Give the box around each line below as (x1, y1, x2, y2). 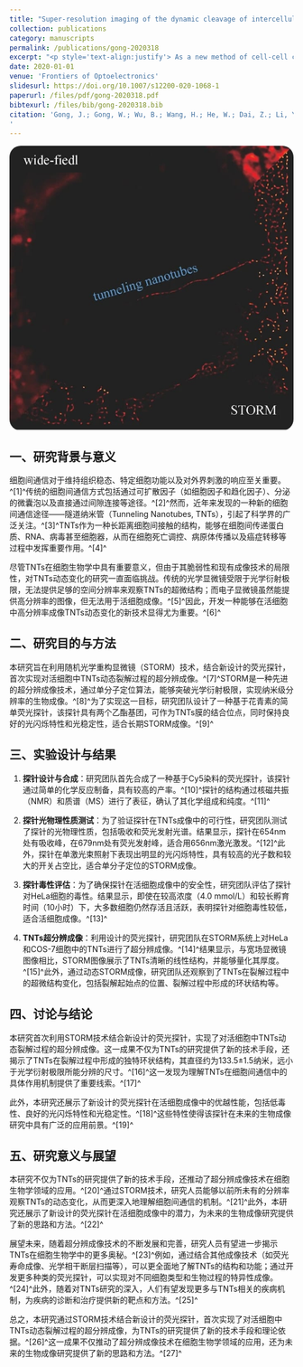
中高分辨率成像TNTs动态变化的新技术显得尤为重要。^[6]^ (9, 607, 222, 618)
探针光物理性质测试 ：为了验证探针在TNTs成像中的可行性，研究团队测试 (22, 815, 288, 825)
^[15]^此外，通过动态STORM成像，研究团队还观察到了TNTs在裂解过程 (22, 966, 282, 976)
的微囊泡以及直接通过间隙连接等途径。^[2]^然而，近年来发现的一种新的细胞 (9, 497, 289, 508)
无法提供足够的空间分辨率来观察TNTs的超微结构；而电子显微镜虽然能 (24, 584, 282, 596)
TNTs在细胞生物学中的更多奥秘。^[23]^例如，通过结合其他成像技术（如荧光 (9, 1249, 289, 1260)
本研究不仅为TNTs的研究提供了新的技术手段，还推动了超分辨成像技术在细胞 (9, 1174, 290, 1184)
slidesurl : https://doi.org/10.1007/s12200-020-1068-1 (9, 81, 220, 90)
